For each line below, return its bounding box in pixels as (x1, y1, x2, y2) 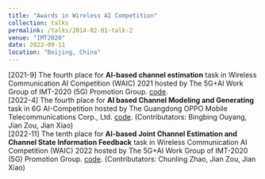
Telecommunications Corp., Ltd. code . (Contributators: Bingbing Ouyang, (8, 112, 248, 121)
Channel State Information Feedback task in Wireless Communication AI (8, 138, 248, 147)
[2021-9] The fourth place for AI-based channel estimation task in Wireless (8, 70, 257, 79)
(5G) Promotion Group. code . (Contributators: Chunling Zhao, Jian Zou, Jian (8, 154, 256, 163)
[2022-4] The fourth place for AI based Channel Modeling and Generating (8, 96, 254, 105)
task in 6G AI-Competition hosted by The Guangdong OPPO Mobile (8, 104, 228, 113)
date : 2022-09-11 (8, 41, 66, 49)
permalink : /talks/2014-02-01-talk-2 (8, 26, 133, 34)
